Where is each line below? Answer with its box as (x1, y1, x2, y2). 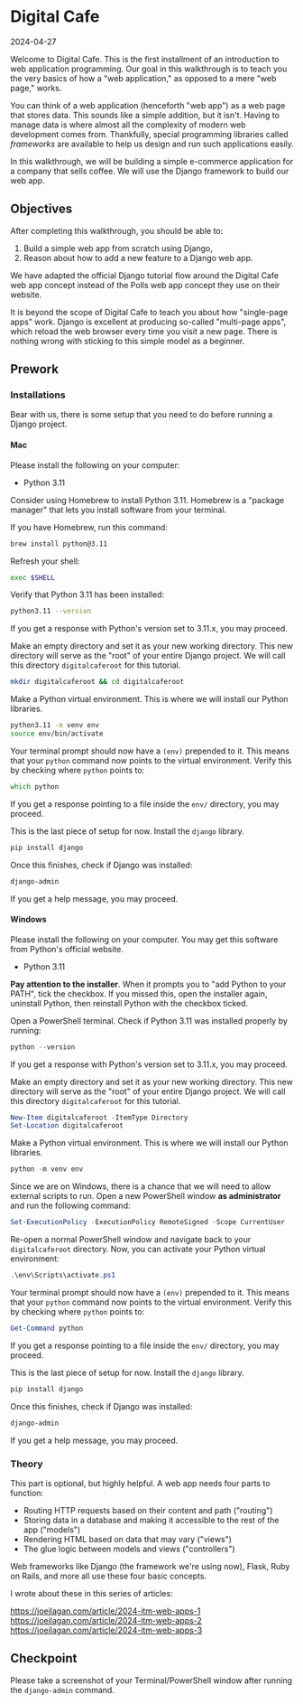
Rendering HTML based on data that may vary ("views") (23, 1533, 233, 1544)
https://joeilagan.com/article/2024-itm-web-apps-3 (10, 1624, 203, 1635)
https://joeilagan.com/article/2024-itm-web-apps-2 (10, 1615, 202, 1625)
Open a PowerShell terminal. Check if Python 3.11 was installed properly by (10, 1015, 288, 1026)
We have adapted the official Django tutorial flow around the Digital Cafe (10, 269, 279, 281)
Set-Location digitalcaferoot (10, 1121, 124, 1130)
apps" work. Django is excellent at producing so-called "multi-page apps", (10, 316, 287, 327)
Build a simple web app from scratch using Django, (23, 242, 213, 254)
